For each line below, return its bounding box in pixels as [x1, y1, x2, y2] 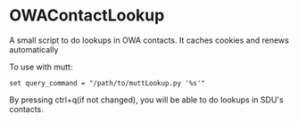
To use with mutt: [9, 61, 73, 72]
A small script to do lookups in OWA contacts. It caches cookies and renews [9, 35, 290, 45]
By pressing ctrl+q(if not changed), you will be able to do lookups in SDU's [9, 94, 284, 105]
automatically [9, 44, 59, 54]
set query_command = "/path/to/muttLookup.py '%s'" [9, 78, 205, 87]
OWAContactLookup [9, 5, 165, 26]
